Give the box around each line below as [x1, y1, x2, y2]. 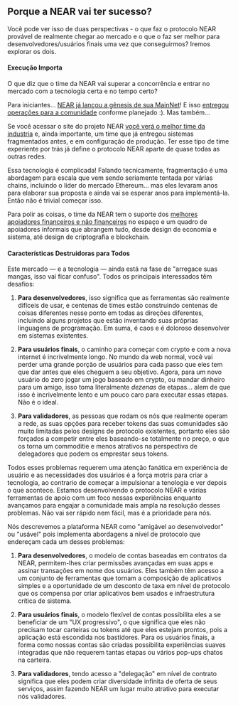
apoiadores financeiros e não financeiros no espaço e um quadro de [7, 218, 207, 226]
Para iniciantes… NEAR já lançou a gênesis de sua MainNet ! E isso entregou [7, 101, 229, 109]
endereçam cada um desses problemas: [7, 537, 126, 546]
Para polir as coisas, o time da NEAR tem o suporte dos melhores [7, 210, 198, 219]
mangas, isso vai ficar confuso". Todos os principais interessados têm [7, 272, 212, 281]
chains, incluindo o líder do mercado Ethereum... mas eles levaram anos [7, 181, 218, 190]
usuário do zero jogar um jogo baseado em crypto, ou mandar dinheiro [17, 375, 225, 384]
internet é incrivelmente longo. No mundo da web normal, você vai [17, 353, 213, 361]
